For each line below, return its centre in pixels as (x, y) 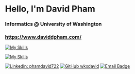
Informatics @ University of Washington (53, 24)
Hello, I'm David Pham (50, 9)
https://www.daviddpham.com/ (43, 37)
